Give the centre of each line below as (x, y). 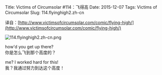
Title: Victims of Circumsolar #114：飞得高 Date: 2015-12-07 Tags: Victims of (81, 7)
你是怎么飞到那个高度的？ (30, 52)
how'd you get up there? (29, 47)
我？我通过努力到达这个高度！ (35, 68)
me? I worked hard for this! (32, 62)
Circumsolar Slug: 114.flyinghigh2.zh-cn (45, 13)
